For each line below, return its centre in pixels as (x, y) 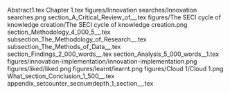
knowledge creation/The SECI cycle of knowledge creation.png (97, 25)
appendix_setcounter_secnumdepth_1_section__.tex (80, 83)
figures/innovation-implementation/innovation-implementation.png (102, 61)
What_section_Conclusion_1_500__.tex (61, 76)
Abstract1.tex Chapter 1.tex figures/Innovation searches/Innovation (102, 10)
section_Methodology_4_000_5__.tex (59, 32)
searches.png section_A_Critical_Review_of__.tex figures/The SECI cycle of (114, 17)
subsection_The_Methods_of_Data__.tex (64, 47)
